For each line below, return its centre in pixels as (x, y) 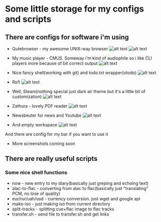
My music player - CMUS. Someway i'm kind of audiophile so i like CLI (82, 58)
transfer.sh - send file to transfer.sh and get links (61, 214)
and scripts (28, 19)
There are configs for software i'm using (67, 37)
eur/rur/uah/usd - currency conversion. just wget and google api (76, 198)
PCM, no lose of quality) (36, 193)
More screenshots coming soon (44, 143)
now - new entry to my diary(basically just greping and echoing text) (80, 183)
